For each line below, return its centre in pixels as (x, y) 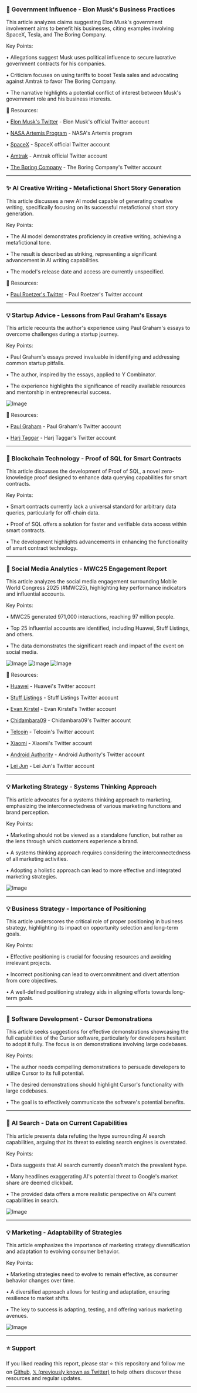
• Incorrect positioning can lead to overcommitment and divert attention (93, 974)
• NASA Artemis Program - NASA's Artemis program (69, 133)
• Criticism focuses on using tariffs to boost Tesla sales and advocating (92, 75)
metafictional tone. (29, 242)
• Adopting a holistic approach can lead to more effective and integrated (94, 870)
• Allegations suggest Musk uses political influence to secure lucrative (91, 58)
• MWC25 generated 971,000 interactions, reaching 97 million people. (90, 617)
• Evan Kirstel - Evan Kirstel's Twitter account (61, 709)
